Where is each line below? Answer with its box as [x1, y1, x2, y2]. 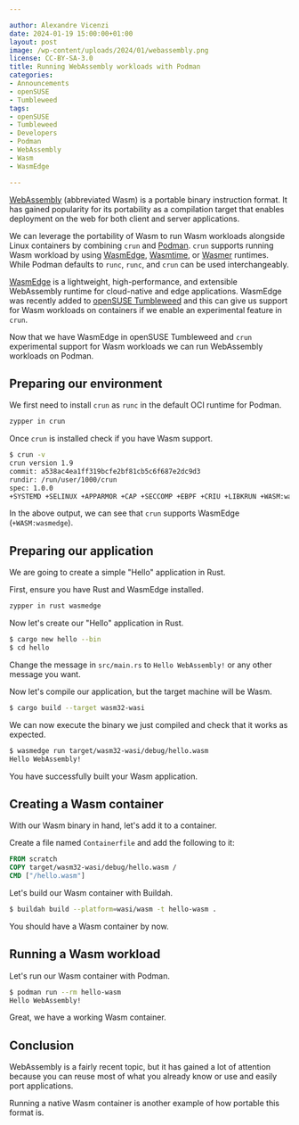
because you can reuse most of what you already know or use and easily [9, 1071, 278, 1082]
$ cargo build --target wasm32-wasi [9, 703, 145, 712]
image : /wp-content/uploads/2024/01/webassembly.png [9, 45, 209, 54]
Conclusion [9, 1038, 75, 1053]
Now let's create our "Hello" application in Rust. [9, 617, 184, 629]
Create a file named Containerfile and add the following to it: [9, 838, 235, 848]
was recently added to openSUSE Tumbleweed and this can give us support [9, 295, 288, 306]
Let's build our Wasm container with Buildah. [9, 887, 174, 898]
